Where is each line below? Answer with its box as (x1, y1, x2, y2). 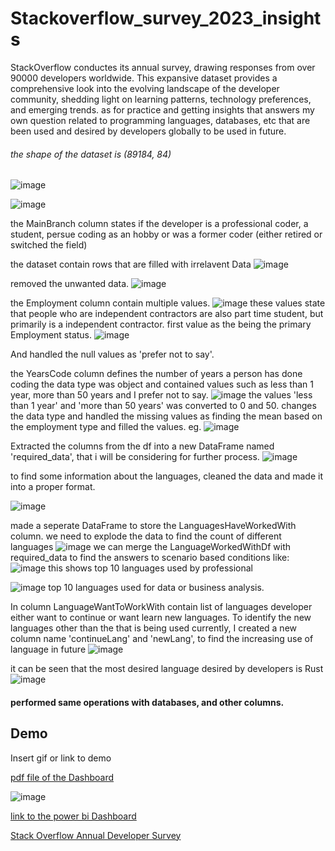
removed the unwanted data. (10, 278, 130, 290)
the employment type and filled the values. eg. (10, 421, 202, 433)
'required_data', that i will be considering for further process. (10, 451, 260, 463)
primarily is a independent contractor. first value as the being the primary (10, 318, 312, 331)
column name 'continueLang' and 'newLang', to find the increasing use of (10, 633, 314, 645)
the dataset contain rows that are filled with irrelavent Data (10, 258, 252, 271)
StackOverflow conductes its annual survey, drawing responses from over (10, 61, 316, 73)
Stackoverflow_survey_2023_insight (10, 7, 322, 30)
